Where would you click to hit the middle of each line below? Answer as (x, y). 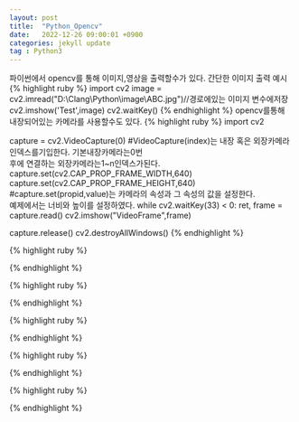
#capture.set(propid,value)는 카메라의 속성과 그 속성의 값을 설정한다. (132, 194)
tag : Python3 (36, 52)
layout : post (34, 18)
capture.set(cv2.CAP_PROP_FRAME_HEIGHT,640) (103, 183)
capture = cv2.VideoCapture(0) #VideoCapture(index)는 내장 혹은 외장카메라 (150, 141)
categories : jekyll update (60, 43)
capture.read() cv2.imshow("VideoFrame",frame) (100, 216)
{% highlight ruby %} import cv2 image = (86, 89)
